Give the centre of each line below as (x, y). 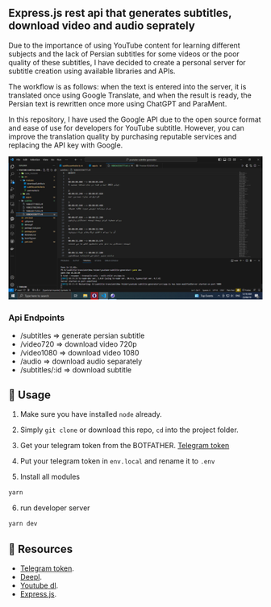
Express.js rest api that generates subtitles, (120, 13)
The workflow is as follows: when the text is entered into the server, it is (127, 86)
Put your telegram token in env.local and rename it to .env (117, 461)
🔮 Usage (29, 395)
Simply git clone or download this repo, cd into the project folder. (129, 430)
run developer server (55, 508)
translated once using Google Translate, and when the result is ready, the (130, 95)
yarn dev (23, 524)
